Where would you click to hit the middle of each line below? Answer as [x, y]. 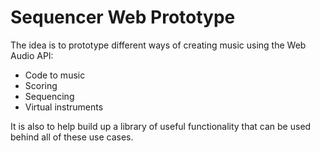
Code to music [55, 75]
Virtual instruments [64, 107]
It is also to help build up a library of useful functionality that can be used [161, 126]
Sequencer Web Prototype [123, 17]
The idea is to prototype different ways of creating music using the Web [158, 45]
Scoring [41, 85]
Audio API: [32, 55]
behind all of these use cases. [72, 137]
